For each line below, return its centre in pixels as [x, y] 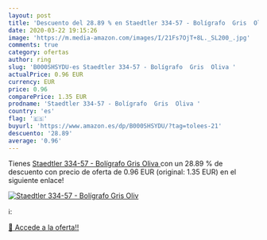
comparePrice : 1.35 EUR [48, 97]
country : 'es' [32, 112]
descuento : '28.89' [41, 133]
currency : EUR [32, 82]
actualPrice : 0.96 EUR [46, 74]
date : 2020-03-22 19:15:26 [53, 30]
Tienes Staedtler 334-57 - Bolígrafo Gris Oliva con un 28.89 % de [116, 163]
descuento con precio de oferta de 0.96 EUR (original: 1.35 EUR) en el [122, 172]
